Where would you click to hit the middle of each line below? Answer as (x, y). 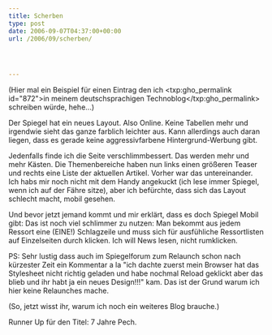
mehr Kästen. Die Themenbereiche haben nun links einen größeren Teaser (133, 165)
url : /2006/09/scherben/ (50, 39)
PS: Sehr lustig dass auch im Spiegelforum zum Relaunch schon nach (125, 256)
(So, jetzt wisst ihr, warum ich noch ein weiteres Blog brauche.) (114, 307)
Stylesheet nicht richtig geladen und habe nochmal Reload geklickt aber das (136, 273)
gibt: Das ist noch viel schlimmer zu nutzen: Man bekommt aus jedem (125, 223)
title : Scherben (36, 16)
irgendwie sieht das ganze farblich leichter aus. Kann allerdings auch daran (134, 131)
